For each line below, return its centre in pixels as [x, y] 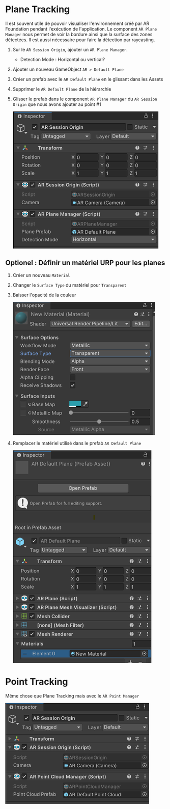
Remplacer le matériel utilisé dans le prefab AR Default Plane [77, 443]
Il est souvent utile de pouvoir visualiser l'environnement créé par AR [77, 23]
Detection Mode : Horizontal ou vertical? [63, 59]
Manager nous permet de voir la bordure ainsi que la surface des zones [79, 34]
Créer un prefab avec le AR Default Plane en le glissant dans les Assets [88, 79]
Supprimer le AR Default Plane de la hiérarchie [62, 89]
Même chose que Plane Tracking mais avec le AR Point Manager [72, 695]
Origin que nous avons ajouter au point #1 [57, 104]
